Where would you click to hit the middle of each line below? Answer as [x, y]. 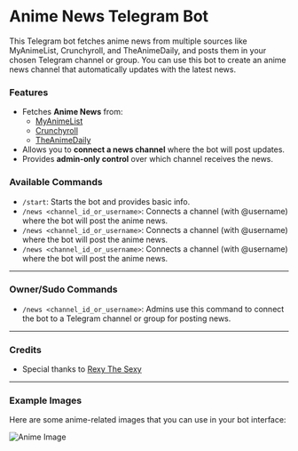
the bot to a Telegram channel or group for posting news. [126, 318]
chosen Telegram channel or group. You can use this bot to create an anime [148, 60]
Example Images [46, 400]
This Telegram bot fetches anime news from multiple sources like [128, 41]
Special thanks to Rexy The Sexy [82, 369]
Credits [25, 350]
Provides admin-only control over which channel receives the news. [147, 159]
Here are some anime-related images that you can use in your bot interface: [148, 420]
